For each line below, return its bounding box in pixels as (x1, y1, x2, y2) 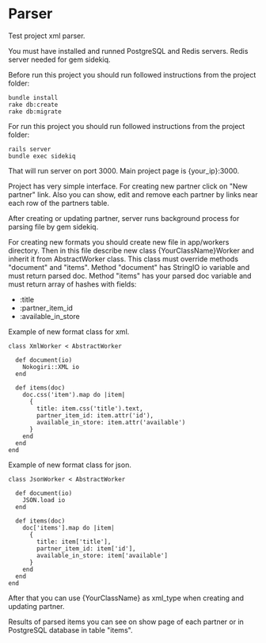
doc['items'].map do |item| (22, 523, 115, 531)
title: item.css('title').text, (36, 405, 144, 413)
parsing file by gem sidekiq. (8, 222, 99, 231)
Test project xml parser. (8, 31, 85, 40)
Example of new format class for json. (8, 460, 132, 470)
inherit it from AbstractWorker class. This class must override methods (8, 254, 239, 264)
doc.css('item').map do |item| (22, 390, 126, 398)
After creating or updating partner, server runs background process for (8, 213, 240, 223)
